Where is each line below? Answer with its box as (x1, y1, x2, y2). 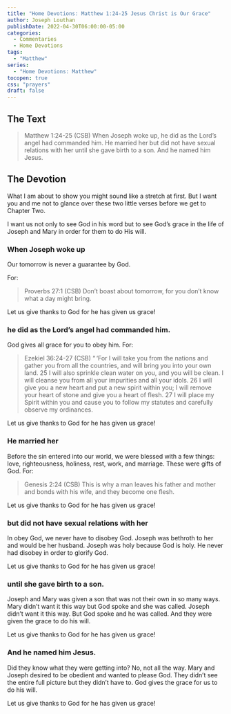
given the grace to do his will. (7, 617, 91, 625)
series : (7, 62, 30, 68)
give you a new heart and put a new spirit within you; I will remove (23, 383, 212, 392)
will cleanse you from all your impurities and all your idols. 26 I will (23, 376, 212, 385)
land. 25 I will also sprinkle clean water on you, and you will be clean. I (23, 369, 224, 377)
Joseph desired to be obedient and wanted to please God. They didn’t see (7, 670, 219, 679)
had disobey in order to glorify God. (7, 548, 109, 557)
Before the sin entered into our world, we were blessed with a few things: (7, 452, 215, 460)
